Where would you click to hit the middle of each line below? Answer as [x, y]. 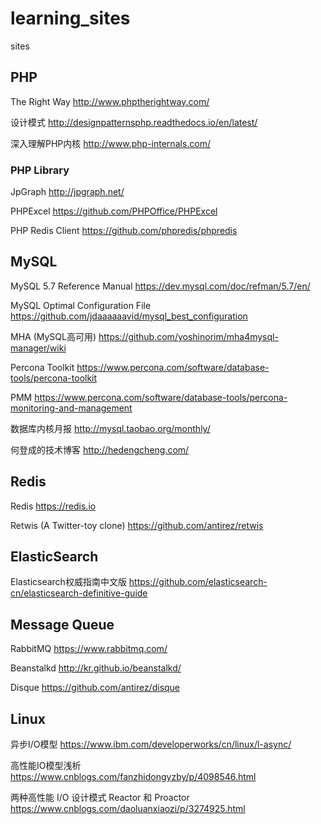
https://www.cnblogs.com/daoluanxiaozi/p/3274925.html [128, 809]
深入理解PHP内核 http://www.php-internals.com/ [111, 143]
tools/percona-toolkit [54, 378]
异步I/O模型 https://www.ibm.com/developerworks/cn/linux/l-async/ [151, 744]
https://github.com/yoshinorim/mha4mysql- [188, 336]
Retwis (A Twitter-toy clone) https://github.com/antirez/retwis [137, 525]
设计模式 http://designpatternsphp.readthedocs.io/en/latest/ [134, 122]
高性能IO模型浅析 [46, 766]
